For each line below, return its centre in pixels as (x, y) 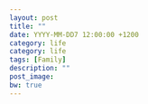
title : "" (28, 26)
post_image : (32, 77)
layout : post (34, 18)
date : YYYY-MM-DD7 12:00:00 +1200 (74, 34)
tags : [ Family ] (38, 60)
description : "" (40, 69)
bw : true (26, 85)
